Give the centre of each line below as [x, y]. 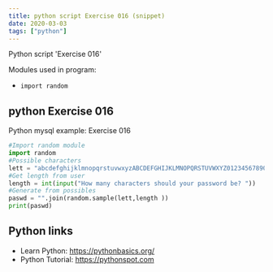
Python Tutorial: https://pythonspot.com [87, 259]
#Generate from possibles [52, 191]
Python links [41, 231]
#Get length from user [47, 175]
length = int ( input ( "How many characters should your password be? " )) [132, 183]
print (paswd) [30, 206]
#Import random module [47, 146]
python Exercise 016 [61, 111]
